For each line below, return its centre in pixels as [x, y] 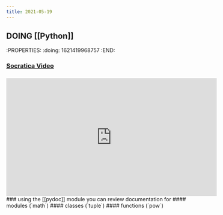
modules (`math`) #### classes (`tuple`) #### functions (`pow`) [85, 206]
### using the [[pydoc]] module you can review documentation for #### [96, 199]
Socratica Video [30, 66]
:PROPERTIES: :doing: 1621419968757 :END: [61, 50]
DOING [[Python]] [40, 36]
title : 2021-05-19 [29, 12]
